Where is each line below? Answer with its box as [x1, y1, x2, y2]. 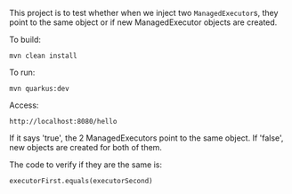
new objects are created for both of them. [9, 142, 163, 152]
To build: [9, 35, 42, 44]
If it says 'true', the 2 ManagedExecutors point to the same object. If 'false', [9, 133, 284, 143]
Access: [9, 100, 39, 110]
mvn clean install [9, 52, 77, 61]
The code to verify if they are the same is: [9, 159, 163, 170]
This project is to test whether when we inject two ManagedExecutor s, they [9, 8, 279, 18]
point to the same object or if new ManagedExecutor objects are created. [9, 17, 278, 28]
